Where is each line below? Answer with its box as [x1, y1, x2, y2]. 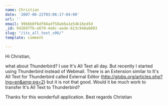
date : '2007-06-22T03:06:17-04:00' [5, 12, 80, 17]
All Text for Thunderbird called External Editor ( [5, 73, 103, 79]
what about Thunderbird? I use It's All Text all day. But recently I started [5, 63, 153, 69]
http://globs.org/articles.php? [102, 73, 163, 79]
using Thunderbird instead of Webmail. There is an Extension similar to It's [5, 68, 159, 74]
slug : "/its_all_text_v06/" [5, 30, 64, 35]
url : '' [5, 16, 22, 21]
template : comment [5, 35, 44, 40]
